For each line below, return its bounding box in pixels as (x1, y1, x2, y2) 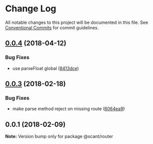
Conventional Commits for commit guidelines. (5, 24, 99, 30)
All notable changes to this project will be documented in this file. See (5, 19, 149, 25)
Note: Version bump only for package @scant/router (5, 134, 114, 140)
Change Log (5, 3, 56, 14)
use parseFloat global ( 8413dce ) (12, 65, 79, 71)
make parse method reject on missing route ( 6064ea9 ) (12, 106, 125, 112)
